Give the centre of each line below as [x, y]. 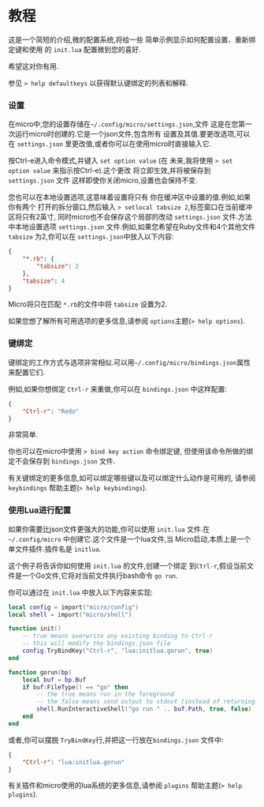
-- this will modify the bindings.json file [97, 644]
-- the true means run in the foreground [106, 694]
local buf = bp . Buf [54, 680]
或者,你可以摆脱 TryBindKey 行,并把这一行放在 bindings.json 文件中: [116, 740]
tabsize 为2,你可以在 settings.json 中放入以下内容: [91, 237]
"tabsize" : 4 [44, 281]
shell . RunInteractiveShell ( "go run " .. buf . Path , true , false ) [144, 709]
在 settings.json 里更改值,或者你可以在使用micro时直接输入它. [110, 144]
